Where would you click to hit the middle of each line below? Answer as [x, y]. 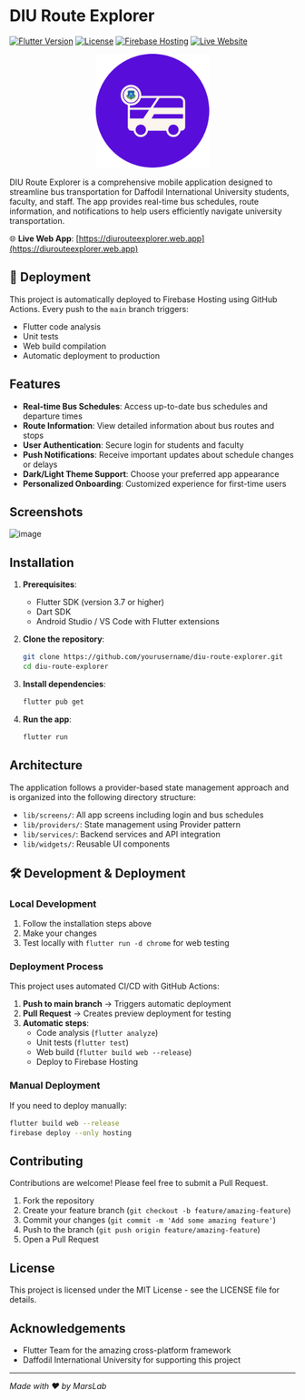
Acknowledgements [68, 1329]
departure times [53, 416]
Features [35, 385]
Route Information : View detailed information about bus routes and [148, 425]
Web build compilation [64, 346]
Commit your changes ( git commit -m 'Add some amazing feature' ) [149, 1220]
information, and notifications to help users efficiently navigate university [146, 211]
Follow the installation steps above [87, 924]
